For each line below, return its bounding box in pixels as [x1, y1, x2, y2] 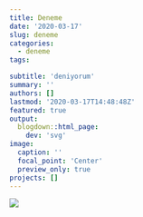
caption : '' [17, 148, 63, 157]
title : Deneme [9, 13, 63, 23]
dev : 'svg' [25, 131, 67, 141]
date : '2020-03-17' [9, 22, 83, 31]
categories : [9, 38, 54, 48]
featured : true [9, 105, 67, 114]
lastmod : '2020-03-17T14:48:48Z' [9, 97, 136, 106]
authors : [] [9, 88, 54, 98]
